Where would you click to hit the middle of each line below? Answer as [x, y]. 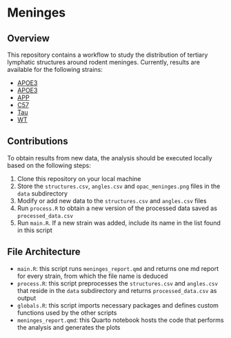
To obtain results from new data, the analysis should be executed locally [110, 158]
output [27, 298]
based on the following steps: [49, 165]
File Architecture [44, 252]
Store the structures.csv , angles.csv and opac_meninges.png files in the [119, 186]
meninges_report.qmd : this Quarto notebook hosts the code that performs [120, 320]
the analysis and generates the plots [69, 327]
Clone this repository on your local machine [79, 178]
